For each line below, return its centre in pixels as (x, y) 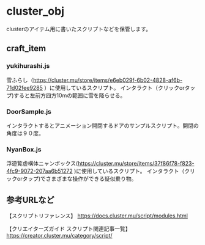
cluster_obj (35, 11)
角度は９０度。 (25, 133)
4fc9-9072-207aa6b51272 (39, 171)
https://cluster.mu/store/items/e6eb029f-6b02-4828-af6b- (108, 80)
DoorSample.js (29, 111)
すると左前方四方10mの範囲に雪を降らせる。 (70, 95)
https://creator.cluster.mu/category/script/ (59, 236)
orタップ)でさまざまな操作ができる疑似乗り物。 (77, 179)
